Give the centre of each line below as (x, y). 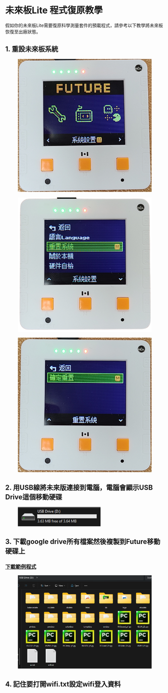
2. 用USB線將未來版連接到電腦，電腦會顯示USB (79, 488)
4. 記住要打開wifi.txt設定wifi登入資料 (63, 684)
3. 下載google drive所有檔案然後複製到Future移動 (83, 542)
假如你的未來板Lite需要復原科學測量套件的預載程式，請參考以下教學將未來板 (84, 25)
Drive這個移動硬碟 (34, 497)
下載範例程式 (21, 567)
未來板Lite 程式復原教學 (54, 10)
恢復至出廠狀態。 (23, 31)
